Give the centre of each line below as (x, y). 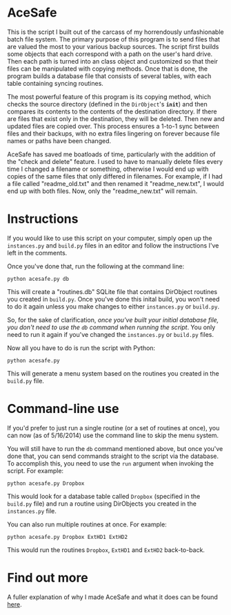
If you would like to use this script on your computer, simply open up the (110, 238)
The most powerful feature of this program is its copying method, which (109, 97)
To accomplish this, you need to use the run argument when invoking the (111, 463)
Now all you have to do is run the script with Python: (81, 348)
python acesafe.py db (38, 279)
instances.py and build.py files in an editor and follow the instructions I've (113, 245)
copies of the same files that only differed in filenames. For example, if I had (115, 176)
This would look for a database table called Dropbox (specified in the (104, 496)
